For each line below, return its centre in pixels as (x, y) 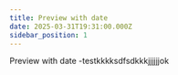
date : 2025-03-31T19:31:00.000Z (71, 27)
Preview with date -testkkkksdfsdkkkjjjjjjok (89, 61)
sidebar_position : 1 (49, 35)
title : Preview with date (58, 18)
